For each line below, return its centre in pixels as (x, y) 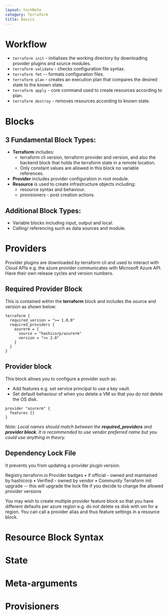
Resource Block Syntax (54, 537)
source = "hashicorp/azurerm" (50, 333)
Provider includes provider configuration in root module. (71, 179)
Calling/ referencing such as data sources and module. (69, 228)
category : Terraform (27, 15)
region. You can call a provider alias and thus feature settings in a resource (82, 512)
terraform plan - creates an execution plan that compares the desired (85, 80)
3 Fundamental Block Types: (51, 140)
